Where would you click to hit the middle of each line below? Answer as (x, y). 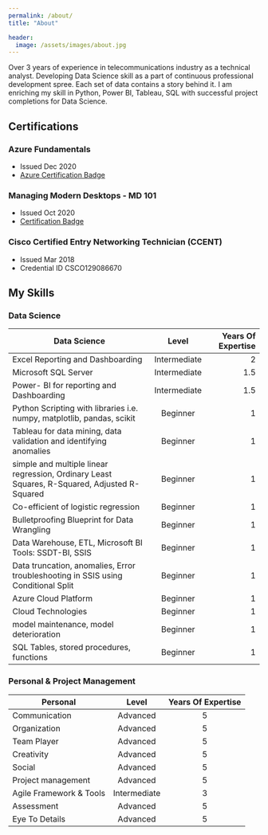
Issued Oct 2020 (47, 213)
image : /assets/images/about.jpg (71, 45)
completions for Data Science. (58, 101)
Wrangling (32, 530)
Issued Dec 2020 (48, 166)
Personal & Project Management (72, 681)
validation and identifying (60, 441)
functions (30, 657)
